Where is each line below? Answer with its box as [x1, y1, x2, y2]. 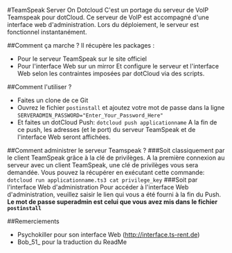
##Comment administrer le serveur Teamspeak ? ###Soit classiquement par [7, 147, 225, 154]
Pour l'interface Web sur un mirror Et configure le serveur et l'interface [17, 62, 220, 70]
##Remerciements [7, 217, 60, 225]
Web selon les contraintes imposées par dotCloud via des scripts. [17, 69, 205, 77]
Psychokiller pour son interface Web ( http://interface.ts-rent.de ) [17, 231, 200, 238]
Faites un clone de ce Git [17, 96, 89, 104]
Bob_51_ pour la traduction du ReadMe [17, 238, 127, 246]
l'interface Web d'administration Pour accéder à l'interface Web [7, 183, 189, 191]
